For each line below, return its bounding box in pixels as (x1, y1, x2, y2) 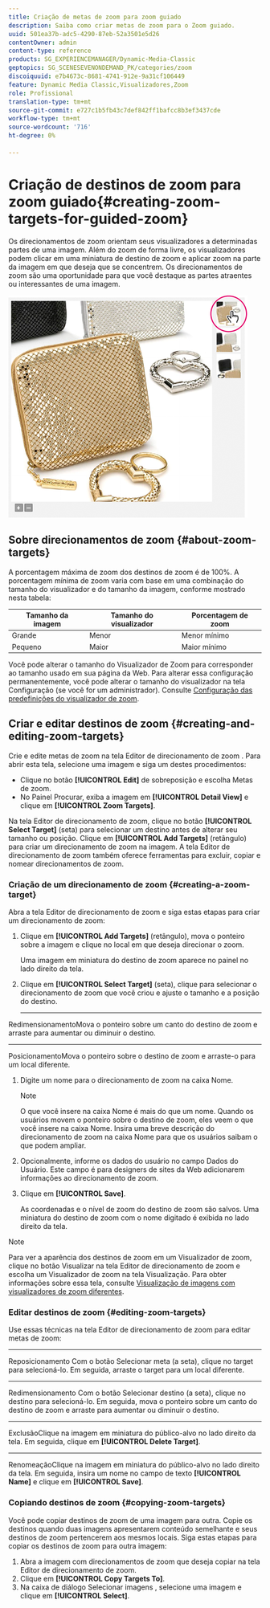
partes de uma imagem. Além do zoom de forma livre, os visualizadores (8, 245, 246, 255)
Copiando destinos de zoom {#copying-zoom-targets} (8, 1497, 227, 1508)
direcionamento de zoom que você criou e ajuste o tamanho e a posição (19, 988, 260, 998)
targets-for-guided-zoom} (8, 210, 189, 228)
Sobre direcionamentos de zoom (8, 533, 175, 547)
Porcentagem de (191, 610, 249, 620)
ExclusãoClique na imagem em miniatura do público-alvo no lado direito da (8, 1428, 256, 1438)
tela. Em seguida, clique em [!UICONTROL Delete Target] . (8, 1437, 201, 1447)
